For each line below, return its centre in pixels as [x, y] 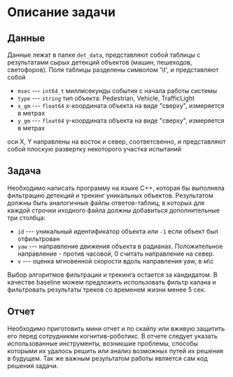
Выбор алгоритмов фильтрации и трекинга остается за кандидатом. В [113, 275]
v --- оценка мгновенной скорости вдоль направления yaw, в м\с [115, 261]
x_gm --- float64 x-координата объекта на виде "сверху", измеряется [121, 105]
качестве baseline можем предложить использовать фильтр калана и [112, 282]
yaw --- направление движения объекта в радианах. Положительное [120, 246]
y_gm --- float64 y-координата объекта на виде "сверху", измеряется [121, 121]
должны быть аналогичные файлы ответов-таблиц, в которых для [106, 203]
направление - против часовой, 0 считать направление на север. [116, 254]
